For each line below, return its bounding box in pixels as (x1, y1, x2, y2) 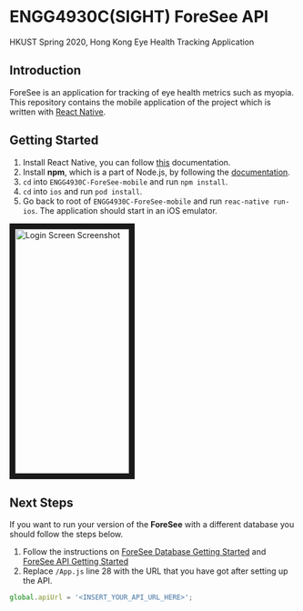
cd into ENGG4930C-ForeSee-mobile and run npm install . (22, 175, 228, 187)
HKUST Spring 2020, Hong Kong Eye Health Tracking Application (9, 36, 255, 47)
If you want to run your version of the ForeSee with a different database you (9, 519, 295, 530)
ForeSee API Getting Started (22, 556, 129, 567)
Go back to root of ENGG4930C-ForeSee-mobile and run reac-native (22, 195, 270, 206)
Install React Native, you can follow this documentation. (22, 156, 231, 167)
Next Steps (9, 495, 74, 510)
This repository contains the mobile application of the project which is (9, 96, 271, 107)
